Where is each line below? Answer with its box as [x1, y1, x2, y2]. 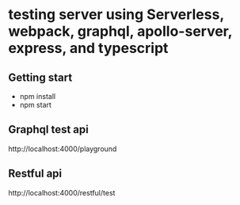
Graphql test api [8, 123, 89, 136]
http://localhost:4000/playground [8, 144, 117, 154]
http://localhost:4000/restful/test [8, 188, 116, 197]
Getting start [8, 70, 73, 84]
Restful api [8, 167, 63, 180]
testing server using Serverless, [8, 6, 224, 24]
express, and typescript [8, 40, 169, 57]
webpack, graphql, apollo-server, [8, 22, 233, 40]
